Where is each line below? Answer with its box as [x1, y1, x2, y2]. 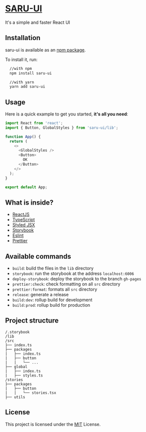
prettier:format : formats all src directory [12, 286, 97, 292]
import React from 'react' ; [5, 121, 63, 126]
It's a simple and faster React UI [5, 19, 70, 25]
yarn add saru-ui [9, 84, 46, 89]
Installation [5, 34, 41, 42]
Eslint [12, 232, 24, 238]
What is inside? [5, 198, 53, 207]
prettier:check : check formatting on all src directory [12, 281, 121, 287]
